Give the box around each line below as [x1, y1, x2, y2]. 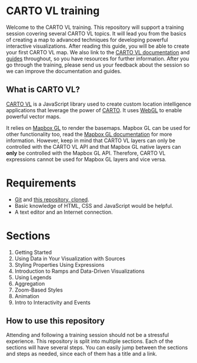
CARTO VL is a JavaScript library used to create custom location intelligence [6, 100, 192, 107]
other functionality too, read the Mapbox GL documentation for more [6, 130, 172, 138]
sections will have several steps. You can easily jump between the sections [6, 344, 188, 351]
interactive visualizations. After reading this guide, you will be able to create [6, 42, 189, 50]
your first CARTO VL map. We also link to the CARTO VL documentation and [6, 48, 190, 55]
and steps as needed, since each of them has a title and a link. [6, 350, 158, 358]
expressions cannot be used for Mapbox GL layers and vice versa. [6, 155, 166, 163]
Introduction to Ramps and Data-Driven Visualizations [14, 267, 145, 274]
